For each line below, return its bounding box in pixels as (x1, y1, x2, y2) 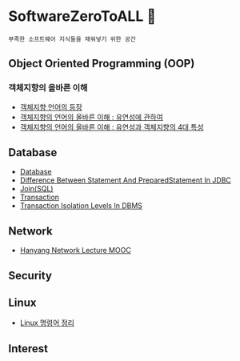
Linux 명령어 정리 (19, 318, 74, 327)
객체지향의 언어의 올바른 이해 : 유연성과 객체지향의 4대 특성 (19, 122, 204, 131)
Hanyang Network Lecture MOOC (19, 246, 132, 255)
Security (8, 268, 52, 283)
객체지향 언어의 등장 (19, 102, 82, 111)
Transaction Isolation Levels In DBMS (19, 201, 142, 211)
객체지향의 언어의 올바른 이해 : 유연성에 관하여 (19, 112, 164, 122)
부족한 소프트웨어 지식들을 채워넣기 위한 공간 (8, 35, 136, 43)
